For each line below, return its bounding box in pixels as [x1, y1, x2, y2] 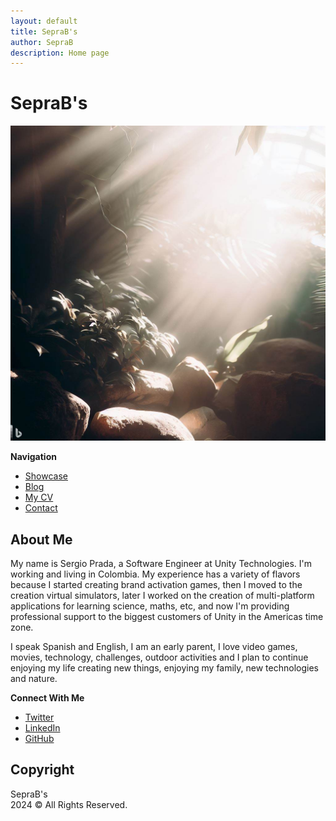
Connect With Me [10, 692, 85, 704]
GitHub [24, 733, 55, 744]
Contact [24, 502, 58, 514]
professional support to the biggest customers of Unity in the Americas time [10, 611, 324, 622]
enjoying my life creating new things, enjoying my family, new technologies [10, 662, 319, 674]
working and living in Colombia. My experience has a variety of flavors [10, 568, 301, 580]
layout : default [10, 16, 78, 26]
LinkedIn [24, 722, 61, 734]
